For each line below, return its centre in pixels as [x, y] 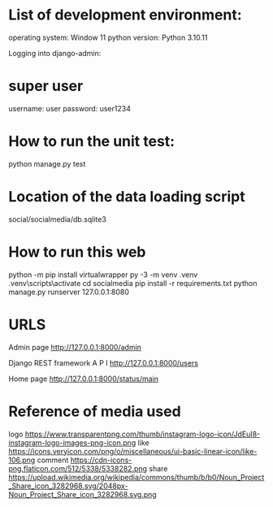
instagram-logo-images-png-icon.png [72, 442]
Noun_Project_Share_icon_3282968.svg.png [82, 494]
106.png [22, 460]
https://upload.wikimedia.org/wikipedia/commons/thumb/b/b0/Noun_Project [136, 477]
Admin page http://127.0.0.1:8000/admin [75, 347]
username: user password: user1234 [70, 108]
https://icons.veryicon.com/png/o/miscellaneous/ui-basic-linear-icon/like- [133, 451]
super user [46, 86]
